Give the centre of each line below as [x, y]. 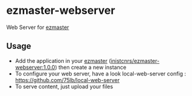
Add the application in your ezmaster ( [63, 60]
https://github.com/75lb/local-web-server [67, 80]
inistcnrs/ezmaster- [135, 60]
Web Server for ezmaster [38, 27]
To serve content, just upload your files [64, 86]
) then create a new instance [91, 67]
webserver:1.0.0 [35, 67]
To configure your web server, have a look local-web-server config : [101, 74]
